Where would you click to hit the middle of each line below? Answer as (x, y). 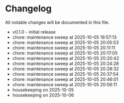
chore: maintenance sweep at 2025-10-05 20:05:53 (65, 42)
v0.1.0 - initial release (34, 32)
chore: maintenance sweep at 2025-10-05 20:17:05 (65, 53)
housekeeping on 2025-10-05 (43, 90)
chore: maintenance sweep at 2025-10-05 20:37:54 (65, 74)
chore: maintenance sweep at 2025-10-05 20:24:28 (66, 63)
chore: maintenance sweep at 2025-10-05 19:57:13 (64, 37)
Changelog (28, 9)
